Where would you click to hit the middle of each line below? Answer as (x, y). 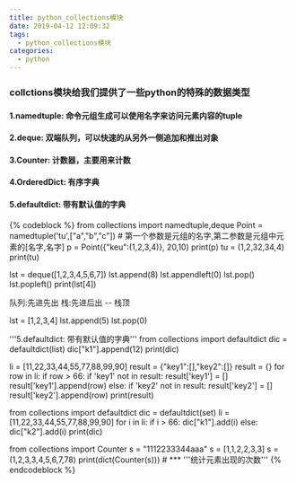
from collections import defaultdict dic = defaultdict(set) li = (120, 412)
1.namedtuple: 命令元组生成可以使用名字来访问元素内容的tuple (126, 115)
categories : (31, 51)
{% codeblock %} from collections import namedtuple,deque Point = (136, 224)
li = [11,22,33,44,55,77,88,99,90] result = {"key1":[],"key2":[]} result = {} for (147, 366)
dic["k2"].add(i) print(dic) (56, 431)
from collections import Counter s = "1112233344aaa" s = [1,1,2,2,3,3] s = (144, 449)
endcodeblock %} (43, 470)
